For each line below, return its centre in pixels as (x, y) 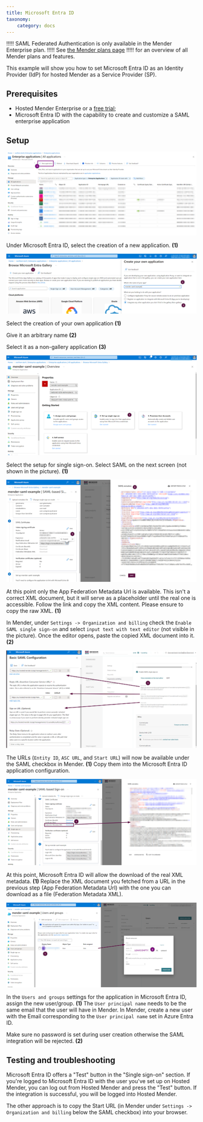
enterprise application (42, 121)
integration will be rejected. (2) (45, 1041)
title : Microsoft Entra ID (40, 13)
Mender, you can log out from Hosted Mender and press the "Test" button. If (101, 1088)
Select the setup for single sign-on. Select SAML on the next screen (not (97, 465)
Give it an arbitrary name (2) (41, 335)
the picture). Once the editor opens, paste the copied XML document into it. (101, 635)
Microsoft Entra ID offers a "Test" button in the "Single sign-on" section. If (98, 1075)
